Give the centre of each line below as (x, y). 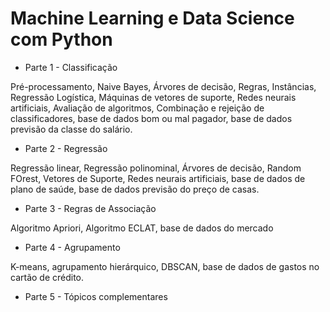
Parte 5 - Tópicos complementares (96, 296)
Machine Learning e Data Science (152, 18)
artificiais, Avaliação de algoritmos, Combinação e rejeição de (137, 108)
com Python (61, 39)
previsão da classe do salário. (71, 129)
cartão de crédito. (47, 277)
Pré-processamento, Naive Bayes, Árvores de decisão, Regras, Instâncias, (163, 86)
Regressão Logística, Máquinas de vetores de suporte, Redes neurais (153, 97)
